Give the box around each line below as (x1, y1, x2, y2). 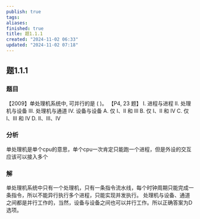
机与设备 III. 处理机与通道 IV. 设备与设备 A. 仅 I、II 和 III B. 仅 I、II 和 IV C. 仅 (6, 107, 189, 114)
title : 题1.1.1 (6, 31, 43, 37)
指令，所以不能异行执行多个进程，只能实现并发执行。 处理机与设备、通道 (11, 192, 190, 199)
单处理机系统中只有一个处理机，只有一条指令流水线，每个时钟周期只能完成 (6, 184, 189, 192)
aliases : (6, 20, 28, 26)
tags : (6, 14, 20, 20)
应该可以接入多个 (6, 153, 48, 160)
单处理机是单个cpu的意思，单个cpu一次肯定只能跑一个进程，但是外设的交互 (6, 146, 192, 153)
